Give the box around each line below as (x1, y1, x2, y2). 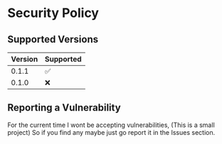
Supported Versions (7, 33, 98, 45)
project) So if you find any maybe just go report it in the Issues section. (7, 128, 216, 136)
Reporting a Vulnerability (7, 101, 121, 114)
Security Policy (7, 5, 100, 21)
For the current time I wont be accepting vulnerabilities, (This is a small (7, 121, 215, 129)
